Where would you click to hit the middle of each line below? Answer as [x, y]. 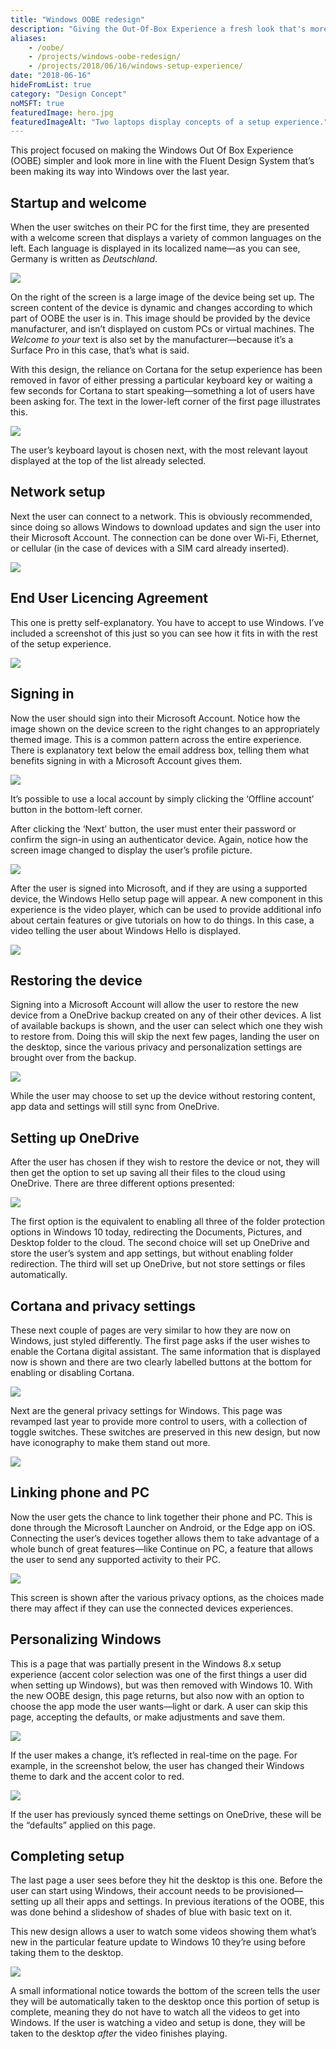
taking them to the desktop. [67, 1953]
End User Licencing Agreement [109, 598]
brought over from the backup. [73, 1058]
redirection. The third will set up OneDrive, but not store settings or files [158, 1264]
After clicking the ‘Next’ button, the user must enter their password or [153, 828]
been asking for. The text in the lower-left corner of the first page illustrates [165, 402]
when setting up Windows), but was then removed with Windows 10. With [161, 1685]
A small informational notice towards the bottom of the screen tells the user [165, 1991]
